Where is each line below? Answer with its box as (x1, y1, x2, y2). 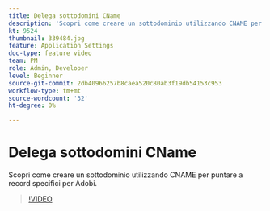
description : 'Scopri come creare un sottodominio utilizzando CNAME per (8, 19, 263, 27)
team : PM (8, 57, 38, 65)
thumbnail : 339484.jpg (8, 34, 85, 43)
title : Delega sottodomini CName (8, 11, 121, 20)
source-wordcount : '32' (8, 94, 89, 102)
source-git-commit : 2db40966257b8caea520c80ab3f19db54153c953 (8, 79, 222, 87)
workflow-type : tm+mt (8, 86, 82, 95)
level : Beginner (8, 72, 63, 80)
